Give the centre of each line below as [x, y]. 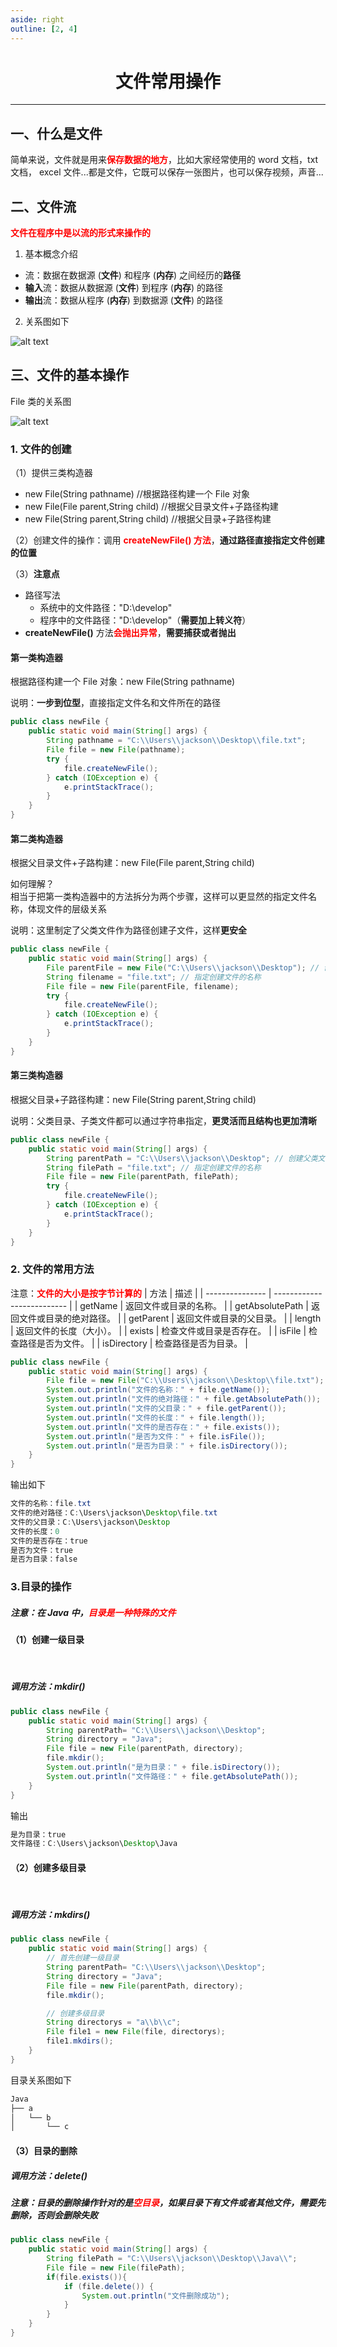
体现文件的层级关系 [67, 909]
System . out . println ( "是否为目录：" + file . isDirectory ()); [167, 1446]
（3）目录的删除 [44, 2150]
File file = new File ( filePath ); [116, 2267]
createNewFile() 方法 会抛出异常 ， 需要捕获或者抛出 [130, 633]
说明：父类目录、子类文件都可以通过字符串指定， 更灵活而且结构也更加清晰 [163, 1120]
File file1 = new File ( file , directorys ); [136, 2032]
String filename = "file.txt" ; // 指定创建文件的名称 [154, 977]
